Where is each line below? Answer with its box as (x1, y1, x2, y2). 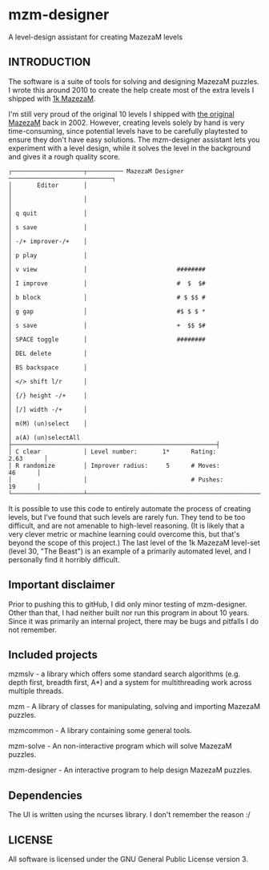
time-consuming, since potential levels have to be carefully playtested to (8, 126, 248, 135)
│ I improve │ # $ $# (8, 279, 206, 288)
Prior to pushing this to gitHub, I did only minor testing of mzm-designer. (8, 599, 247, 609)
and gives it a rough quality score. (8, 151, 121, 161)
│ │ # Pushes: (8, 475, 224, 484)
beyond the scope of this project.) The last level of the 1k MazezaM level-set (8, 538, 260, 547)
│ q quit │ (8, 209, 88, 217)
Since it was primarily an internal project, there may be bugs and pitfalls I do (8, 616, 259, 626)
